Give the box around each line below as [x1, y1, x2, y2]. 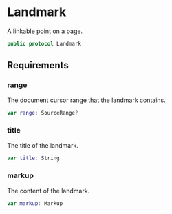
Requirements [7, 59, 69, 71]
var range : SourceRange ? [7, 109, 78, 116]
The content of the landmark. [7, 186, 90, 195]
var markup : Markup [7, 200, 63, 207]
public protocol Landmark [7, 40, 81, 47]
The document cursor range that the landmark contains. [7, 96, 166, 104]
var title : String [7, 155, 60, 162]
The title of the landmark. [7, 141, 79, 149]
